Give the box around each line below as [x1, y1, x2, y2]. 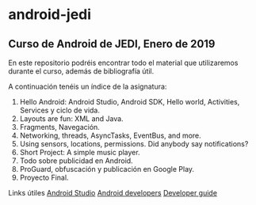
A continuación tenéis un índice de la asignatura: [8, 82, 167, 91]
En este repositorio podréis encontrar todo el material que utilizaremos [8, 58, 239, 67]
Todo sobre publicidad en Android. [19, 156, 133, 165]
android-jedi [8, 6, 92, 24]
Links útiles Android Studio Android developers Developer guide [8, 188, 218, 197]
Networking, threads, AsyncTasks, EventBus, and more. [19, 131, 202, 140]
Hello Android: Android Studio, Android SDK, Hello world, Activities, [19, 97, 240, 106]
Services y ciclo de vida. [19, 105, 101, 115]
